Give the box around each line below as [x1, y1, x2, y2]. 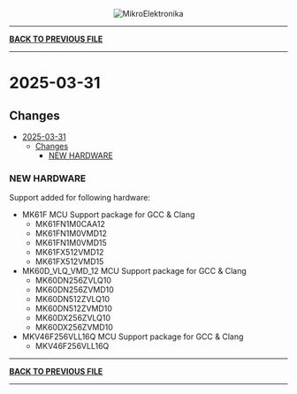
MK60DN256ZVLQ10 [34, 275, 112, 286]
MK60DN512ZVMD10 [34, 303, 113, 314]
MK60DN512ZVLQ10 [34, 294, 110, 305]
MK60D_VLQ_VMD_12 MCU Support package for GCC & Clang [21, 266, 247, 277]
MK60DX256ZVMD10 [34, 322, 113, 333]
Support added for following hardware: [9, 193, 150, 203]
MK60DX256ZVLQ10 [34, 313, 111, 323]
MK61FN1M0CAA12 [34, 219, 106, 230]
